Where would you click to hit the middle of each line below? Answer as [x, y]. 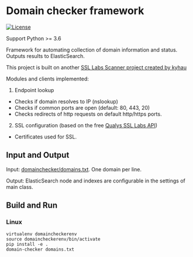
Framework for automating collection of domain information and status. [92, 50]
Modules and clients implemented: [48, 79]
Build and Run [32, 206]
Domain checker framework [75, 11]
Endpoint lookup [34, 90]
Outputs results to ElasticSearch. [45, 56]
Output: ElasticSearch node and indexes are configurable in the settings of [96, 181]
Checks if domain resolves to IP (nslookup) [66, 102]
